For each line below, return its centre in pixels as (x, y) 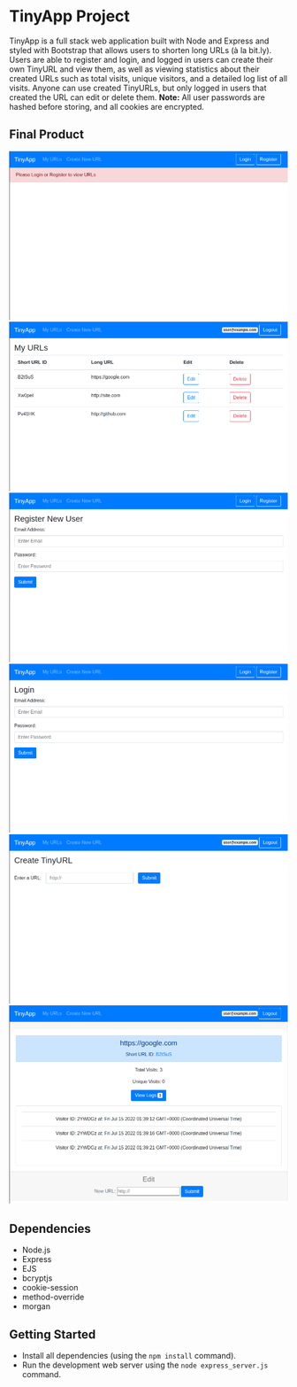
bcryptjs (37, 1278)
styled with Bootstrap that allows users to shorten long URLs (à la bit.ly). (141, 50)
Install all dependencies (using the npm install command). (129, 1355)
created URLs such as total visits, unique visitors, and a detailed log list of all (148, 78)
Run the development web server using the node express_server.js (145, 1365)
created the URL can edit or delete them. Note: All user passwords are (137, 97)
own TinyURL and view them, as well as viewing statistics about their (135, 69)
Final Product (46, 135)
